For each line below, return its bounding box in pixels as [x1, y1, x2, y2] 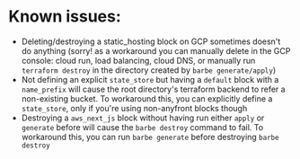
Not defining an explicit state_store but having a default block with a [21, 74, 279, 84]
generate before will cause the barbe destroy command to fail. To [21, 121, 264, 132]
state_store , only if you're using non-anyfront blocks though [21, 102, 248, 113]
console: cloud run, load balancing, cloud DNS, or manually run [21, 55, 256, 66]
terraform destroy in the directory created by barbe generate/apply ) [21, 65, 277, 75]
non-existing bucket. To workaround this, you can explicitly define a [21, 93, 273, 104]
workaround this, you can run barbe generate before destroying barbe [21, 131, 279, 142]
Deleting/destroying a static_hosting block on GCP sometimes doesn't [21, 36, 281, 47]
